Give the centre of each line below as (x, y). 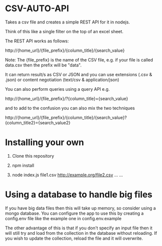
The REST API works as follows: (37, 41)
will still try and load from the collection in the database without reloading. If (81, 233)
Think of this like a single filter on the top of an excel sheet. (64, 31)
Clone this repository (33, 156)
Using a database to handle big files (79, 195)
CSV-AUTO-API (37, 9)
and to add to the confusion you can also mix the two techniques (70, 108)
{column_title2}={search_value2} (38, 123)
